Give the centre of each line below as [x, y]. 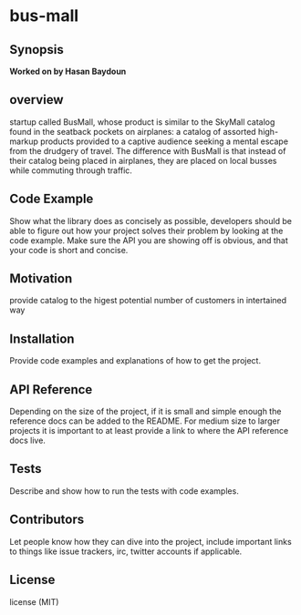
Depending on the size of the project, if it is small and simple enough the [145, 412]
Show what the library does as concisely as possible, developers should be [150, 220]
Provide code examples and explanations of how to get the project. [135, 361]
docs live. [27, 441]
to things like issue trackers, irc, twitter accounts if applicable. [126, 551]
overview [36, 100]
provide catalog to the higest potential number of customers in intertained [148, 301]
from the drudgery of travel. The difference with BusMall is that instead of [148, 150]
